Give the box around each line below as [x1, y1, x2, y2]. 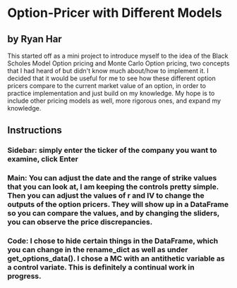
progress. [7, 271, 42, 281]
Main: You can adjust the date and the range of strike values [7, 173, 217, 183]
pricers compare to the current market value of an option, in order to [7, 82, 207, 89]
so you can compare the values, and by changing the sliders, [7, 208, 220, 218]
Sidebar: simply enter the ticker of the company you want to [7, 146, 217, 156]
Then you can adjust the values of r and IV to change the [7, 191, 205, 201]
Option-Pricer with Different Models [7, 5, 222, 21]
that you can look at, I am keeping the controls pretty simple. [7, 182, 219, 192]
